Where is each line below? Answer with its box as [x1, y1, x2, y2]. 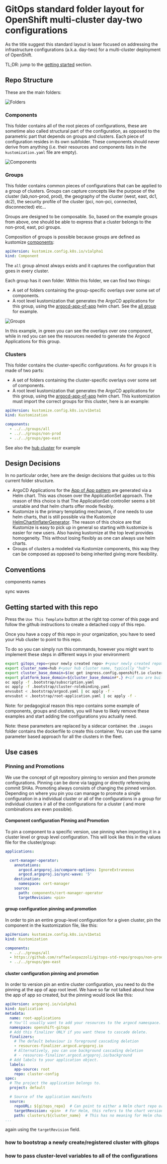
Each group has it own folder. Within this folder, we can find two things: [5, 278, 151, 284]
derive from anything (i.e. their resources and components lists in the [5, 144, 147, 150]
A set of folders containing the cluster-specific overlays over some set [12, 377, 157, 383]
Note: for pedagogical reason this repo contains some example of [5, 703, 140, 709]
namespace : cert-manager [18, 881, 70, 886]
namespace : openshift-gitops [9, 1025, 70, 1030]
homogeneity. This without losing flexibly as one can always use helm [12, 535, 156, 541]
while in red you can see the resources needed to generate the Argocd [5, 333, 150, 339]
